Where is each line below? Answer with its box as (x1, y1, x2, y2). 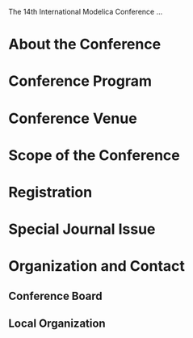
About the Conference (8, 36, 162, 53)
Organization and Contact (8, 257, 186, 276)
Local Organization (8, 317, 107, 331)
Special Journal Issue (8, 220, 156, 239)
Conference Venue (8, 109, 137, 128)
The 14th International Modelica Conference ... (8, 7, 163, 16)
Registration (8, 183, 93, 201)
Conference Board (8, 289, 103, 302)
